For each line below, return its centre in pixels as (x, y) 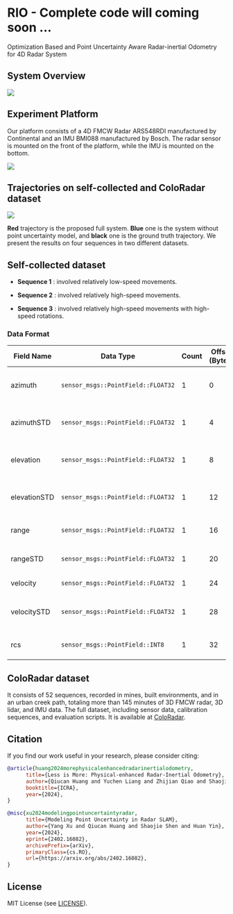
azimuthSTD (31, 423)
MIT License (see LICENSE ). (48, 904)
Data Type (118, 356)
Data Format (28, 334)
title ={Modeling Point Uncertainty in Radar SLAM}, (102, 820)
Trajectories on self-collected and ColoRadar (106, 188)
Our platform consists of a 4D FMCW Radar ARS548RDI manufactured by (112, 131)
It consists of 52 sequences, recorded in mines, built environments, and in (113, 695)
